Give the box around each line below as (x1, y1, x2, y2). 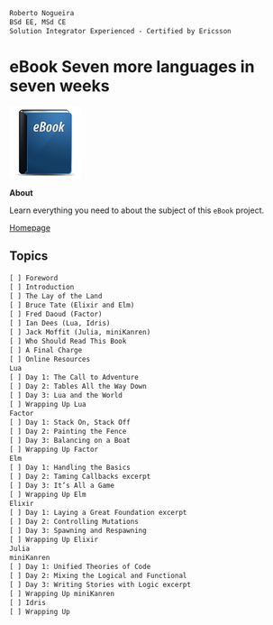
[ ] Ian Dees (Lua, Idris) (9, 318, 111, 327)
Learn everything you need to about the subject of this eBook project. (9, 205, 264, 216)
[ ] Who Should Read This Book (9, 336, 127, 345)
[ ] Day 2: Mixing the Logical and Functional (9, 571, 187, 580)
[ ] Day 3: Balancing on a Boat (9, 436, 131, 445)
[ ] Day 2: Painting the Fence (9, 427, 127, 436)
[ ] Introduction (9, 282, 75, 291)
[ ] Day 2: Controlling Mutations (9, 517, 140, 526)
